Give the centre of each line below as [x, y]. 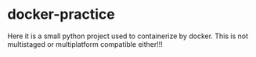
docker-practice [61, 14]
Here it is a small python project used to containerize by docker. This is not [128, 36]
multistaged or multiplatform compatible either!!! [85, 44]
